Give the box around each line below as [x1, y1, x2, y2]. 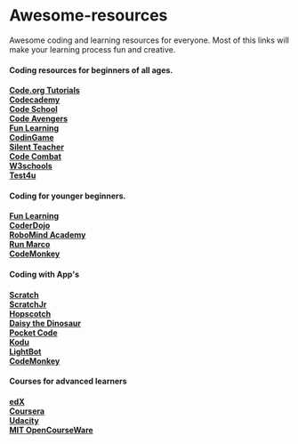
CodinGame [9, 133, 55, 143]
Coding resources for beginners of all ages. [9, 64, 173, 76]
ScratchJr [9, 299, 47, 310]
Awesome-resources [9, 5, 168, 26]
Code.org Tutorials [9, 85, 80, 96]
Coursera [9, 406, 45, 416]
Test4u [9, 170, 36, 181]
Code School [9, 104, 58, 115]
